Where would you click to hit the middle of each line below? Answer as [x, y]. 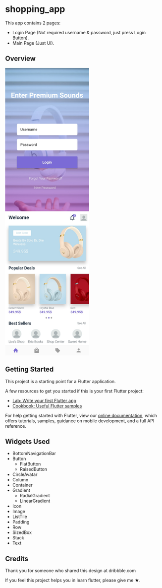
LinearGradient [35, 501]
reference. [16, 426]
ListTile [20, 517]
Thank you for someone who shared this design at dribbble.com [71, 571]
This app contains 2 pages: [33, 23]
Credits [17, 558]
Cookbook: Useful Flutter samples [47, 406]
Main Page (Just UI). [33, 43]
